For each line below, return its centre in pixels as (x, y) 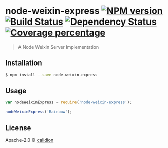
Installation (24, 63)
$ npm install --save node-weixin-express (51, 75)
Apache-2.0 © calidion (30, 140)
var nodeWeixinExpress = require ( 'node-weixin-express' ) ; (69, 102)
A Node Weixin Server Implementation (58, 47)
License (18, 128)
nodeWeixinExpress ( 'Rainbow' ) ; (39, 112)
